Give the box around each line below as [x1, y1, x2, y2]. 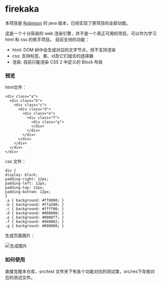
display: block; [5, 173, 38, 178]
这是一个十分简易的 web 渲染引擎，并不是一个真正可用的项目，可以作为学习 [5, 30, 157, 36]
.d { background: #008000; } [5, 211, 64, 216]
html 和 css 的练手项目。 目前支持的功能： [5, 36, 90, 42]
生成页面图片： [5, 232, 35, 239]
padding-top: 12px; [5, 185, 45, 190]
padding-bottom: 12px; [5, 190, 51, 195]
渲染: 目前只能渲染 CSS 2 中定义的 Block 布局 [12, 59, 103, 65]
